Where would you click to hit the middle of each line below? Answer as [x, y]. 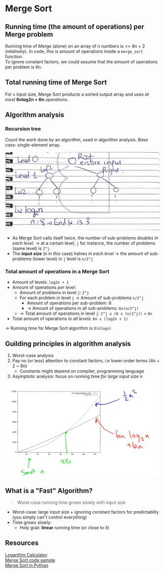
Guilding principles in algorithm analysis [68, 343]
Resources [22, 543]
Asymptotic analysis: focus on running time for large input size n [77, 377]
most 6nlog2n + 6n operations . [37, 99]
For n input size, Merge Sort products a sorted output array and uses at [77, 94]
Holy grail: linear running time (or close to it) [64, 528]
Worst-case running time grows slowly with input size [71, 503]
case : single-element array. [33, 145]
